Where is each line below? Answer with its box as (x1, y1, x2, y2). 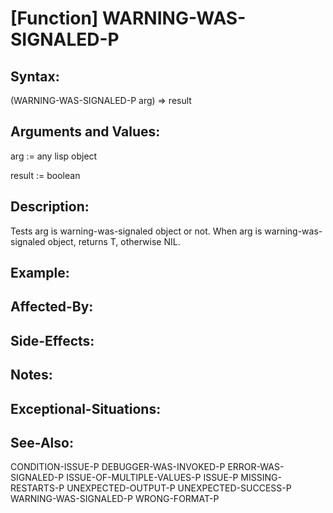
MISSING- (240, 472, 282, 484)
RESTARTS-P (10, 482, 65, 494)
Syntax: (10, 68, 60, 85)
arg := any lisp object (10, 150, 98, 162)
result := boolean (10, 169, 81, 181)
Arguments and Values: (10, 123, 161, 141)
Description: (10, 198, 90, 216)
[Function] (10, 7, 99, 30)
